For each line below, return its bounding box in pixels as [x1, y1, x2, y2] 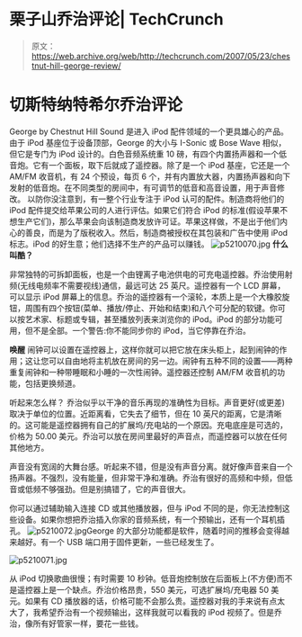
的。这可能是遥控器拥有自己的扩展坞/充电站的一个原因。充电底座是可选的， [9, 419, 289, 430]
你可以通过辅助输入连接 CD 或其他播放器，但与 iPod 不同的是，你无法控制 [9, 502, 283, 514]
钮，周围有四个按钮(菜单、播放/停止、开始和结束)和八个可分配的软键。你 [9, 302, 279, 313]
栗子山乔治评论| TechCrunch [9, 9, 225, 30]
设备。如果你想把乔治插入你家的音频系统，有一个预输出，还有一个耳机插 [16, 514, 285, 525]
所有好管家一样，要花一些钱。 [32, 618, 144, 629]
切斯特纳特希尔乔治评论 [9, 94, 183, 115]
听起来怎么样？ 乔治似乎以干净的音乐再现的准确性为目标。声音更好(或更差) [9, 397, 286, 408]
